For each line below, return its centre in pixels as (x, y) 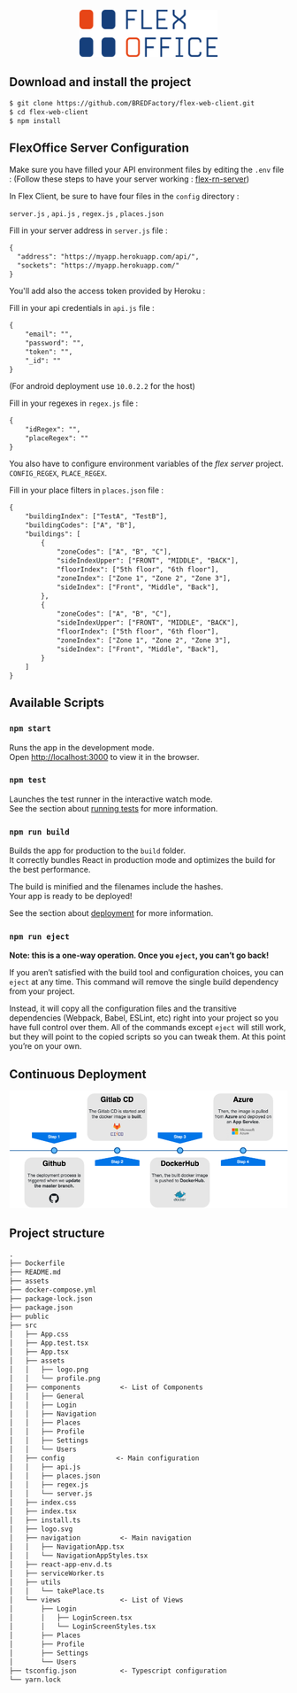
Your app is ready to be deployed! (71, 897)
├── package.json (41, 1308)
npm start (30, 729)
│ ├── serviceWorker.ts (57, 1573)
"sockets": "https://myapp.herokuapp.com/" (98, 265)
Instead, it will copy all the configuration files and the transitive (123, 1009)
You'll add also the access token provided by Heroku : (107, 291)
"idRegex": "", (53, 429)
